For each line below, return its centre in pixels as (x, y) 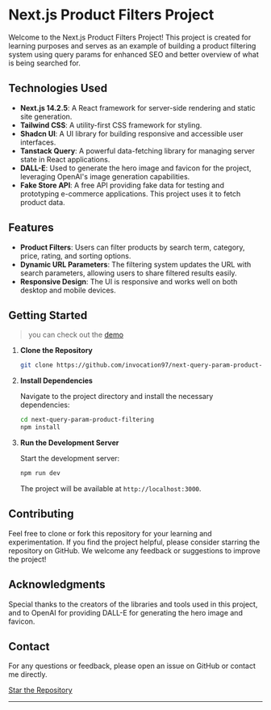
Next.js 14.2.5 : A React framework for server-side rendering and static (138, 107)
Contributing (41, 514)
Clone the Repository (56, 351)
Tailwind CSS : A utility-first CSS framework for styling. (111, 125)
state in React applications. (65, 159)
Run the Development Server (69, 443)
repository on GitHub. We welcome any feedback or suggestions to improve (134, 550)
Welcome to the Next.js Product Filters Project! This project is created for (130, 37)
